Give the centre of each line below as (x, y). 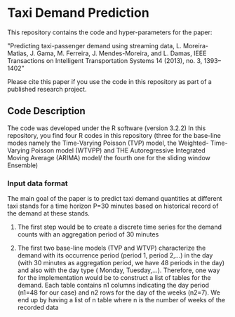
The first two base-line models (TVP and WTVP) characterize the (112, 248)
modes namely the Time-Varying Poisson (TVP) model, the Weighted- (108, 143)
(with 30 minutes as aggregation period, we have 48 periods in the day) (121, 263)
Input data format (38, 183)
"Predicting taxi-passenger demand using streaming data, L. (95, 45)
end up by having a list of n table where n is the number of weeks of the (121, 300)
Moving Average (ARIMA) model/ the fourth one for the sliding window (109, 157)
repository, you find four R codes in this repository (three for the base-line (114, 135)
